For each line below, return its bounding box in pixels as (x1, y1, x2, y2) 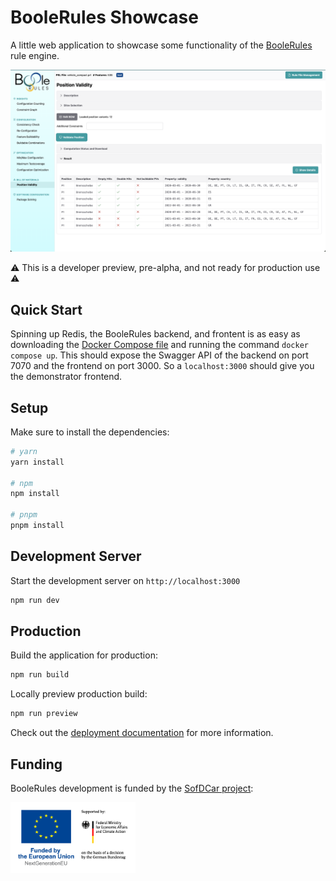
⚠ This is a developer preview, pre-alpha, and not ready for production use (10, 262, 321, 274)
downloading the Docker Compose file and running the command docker (10, 339, 309, 351)
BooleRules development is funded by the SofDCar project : (10, 782, 254, 794)
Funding (10, 756, 63, 773)
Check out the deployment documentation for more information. (10, 727, 274, 739)
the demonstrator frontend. (10, 371, 123, 383)
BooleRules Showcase (10, 6, 199, 29)
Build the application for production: (10, 649, 158, 661)
